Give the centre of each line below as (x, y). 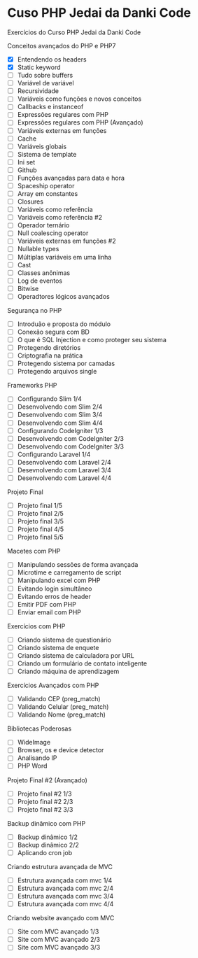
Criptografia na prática (50, 355)
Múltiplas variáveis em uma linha (64, 257)
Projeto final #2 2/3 (45, 801)
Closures (30, 202)
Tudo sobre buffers (45, 76)
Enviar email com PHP (49, 612)
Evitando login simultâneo (55, 589)
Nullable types (38, 249)
